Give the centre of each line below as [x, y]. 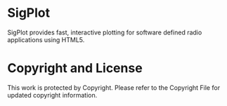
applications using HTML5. [46, 39]
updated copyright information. [52, 95]
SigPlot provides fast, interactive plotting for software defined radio [105, 32]
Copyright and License [75, 68]
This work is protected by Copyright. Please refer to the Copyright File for [113, 87]
